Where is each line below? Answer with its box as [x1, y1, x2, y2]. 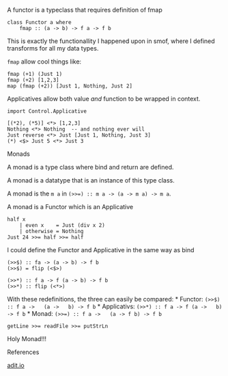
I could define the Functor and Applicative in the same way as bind [7, 246, 195, 254]
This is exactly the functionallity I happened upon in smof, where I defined [7, 37, 215, 45]
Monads [7, 150, 31, 158]
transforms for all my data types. [7, 44, 99, 52]
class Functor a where [7, 19, 72, 26]
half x [7, 216, 26, 223]
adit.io [7, 362, 25, 369]
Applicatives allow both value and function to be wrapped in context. [7, 95, 201, 103]
